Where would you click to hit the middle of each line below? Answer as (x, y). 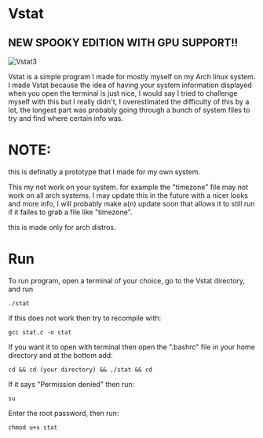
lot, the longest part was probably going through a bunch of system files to (129, 110)
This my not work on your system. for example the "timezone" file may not (128, 187)
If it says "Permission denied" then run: (71, 384)
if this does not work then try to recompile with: (85, 318)
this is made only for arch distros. (62, 227)
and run (21, 289)
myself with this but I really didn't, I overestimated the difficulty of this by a (129, 102)
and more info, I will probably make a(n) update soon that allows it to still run (131, 203)
